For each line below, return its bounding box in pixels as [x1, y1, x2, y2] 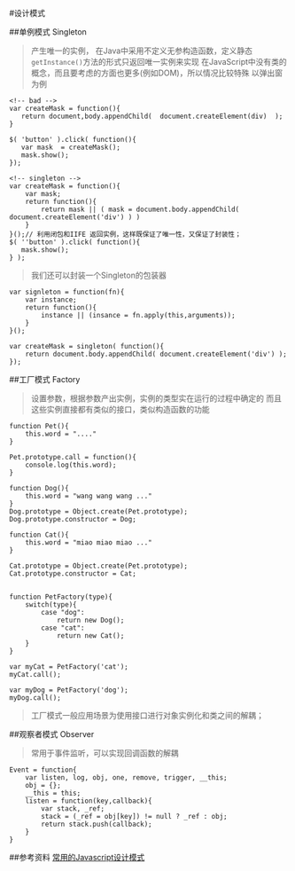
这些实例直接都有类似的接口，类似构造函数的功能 [30, 404, 210, 414]
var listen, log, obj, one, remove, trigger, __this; [25, 773, 228, 782]
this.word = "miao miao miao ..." [25, 538, 152, 547]
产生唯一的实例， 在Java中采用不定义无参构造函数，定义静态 [30, 45, 253, 56]
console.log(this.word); [25, 460, 117, 469]
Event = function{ [9, 765, 77, 774]
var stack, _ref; [41, 804, 105, 813]
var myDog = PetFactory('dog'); [9, 686, 128, 694]
